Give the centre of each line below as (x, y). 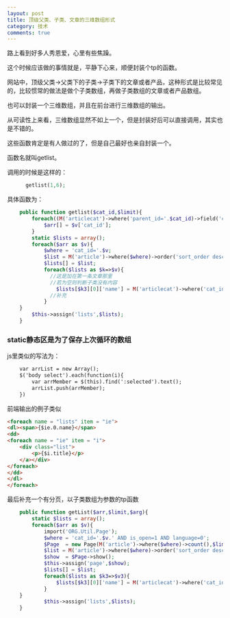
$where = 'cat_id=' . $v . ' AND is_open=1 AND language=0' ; (127, 538)
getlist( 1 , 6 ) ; (46, 185)
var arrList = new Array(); (59, 369)
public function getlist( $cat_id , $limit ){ (81, 213)
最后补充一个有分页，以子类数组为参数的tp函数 (73, 499)
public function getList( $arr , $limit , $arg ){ (84, 512)
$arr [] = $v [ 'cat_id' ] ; (77, 225)
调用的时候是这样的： (37, 172)
